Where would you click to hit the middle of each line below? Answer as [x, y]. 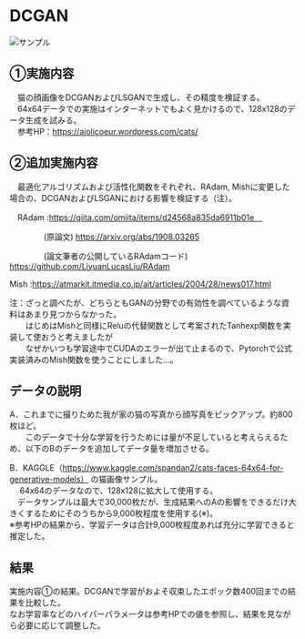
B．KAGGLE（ [36, 468]
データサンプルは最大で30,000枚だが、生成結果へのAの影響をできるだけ [152, 502]
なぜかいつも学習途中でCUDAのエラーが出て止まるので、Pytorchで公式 [159, 348]
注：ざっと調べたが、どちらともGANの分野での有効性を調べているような [146, 302]
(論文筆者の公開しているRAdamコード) [116, 256]
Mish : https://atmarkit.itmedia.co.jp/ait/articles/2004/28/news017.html [140, 284]
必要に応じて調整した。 [61, 625]
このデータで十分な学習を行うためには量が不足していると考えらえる [152, 437]
